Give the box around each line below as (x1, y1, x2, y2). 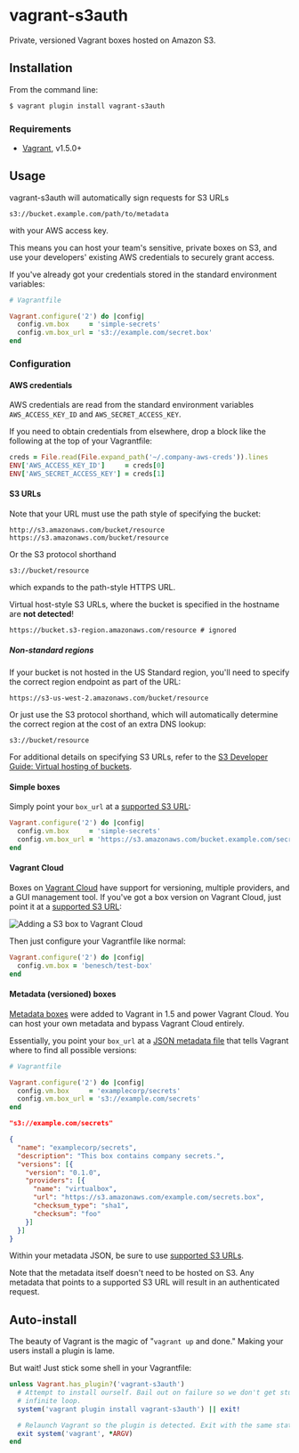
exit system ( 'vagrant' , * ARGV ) (17, 1429, 133, 1438)
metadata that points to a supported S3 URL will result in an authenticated (9, 1277, 280, 1287)
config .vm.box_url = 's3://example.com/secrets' (17, 1094, 201, 1104)
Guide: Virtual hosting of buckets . (9, 761, 133, 772)
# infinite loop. (17, 1396, 82, 1405)
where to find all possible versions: (9, 1044, 137, 1055)
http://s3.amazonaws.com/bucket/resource (9, 526, 166, 535)
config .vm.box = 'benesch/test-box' (17, 961, 153, 970)
